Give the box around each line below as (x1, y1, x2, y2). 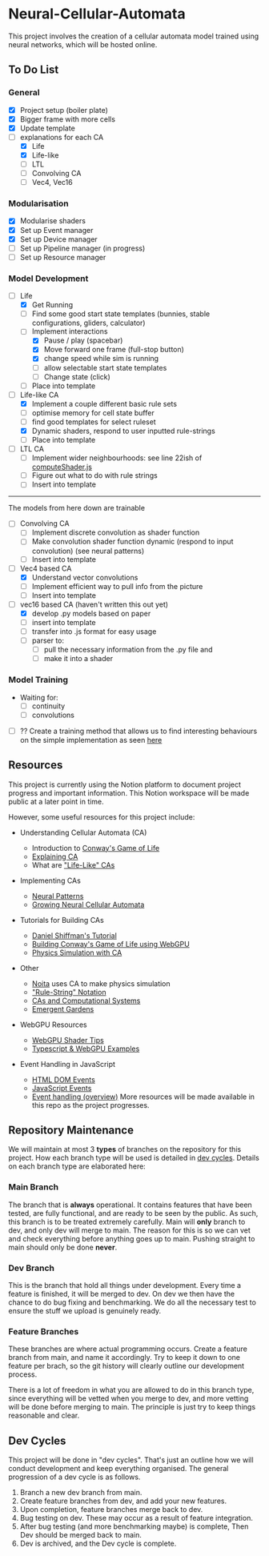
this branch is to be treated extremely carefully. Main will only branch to (8, 1217, 246, 1226)
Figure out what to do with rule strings (31, 471, 158, 480)
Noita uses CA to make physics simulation (31, 978, 171, 989)
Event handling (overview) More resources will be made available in (31, 1092, 255, 1101)
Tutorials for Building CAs (19, 915, 104, 924)
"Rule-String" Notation (31, 987, 106, 997)
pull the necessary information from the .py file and (43, 645, 214, 655)
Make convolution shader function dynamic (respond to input (31, 537, 234, 547)
